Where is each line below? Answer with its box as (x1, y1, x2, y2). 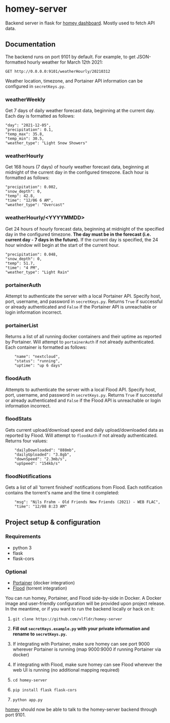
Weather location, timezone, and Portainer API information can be (5, 77, 143, 84)
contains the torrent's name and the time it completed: (5, 490, 120, 496)
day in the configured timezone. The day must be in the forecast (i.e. (5, 231, 151, 237)
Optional (5, 568, 27, 575)
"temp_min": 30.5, (5, 136, 44, 142)
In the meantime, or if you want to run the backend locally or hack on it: (5, 606, 155, 612)
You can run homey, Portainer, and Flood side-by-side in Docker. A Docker (5, 595, 162, 601)
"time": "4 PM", (5, 265, 40, 270)
